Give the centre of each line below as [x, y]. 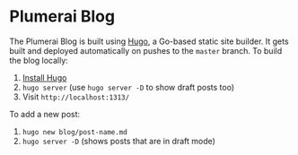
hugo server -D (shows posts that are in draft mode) [118, 141]
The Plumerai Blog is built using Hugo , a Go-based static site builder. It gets [149, 41]
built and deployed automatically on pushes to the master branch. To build [146, 50]
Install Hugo [44, 77]
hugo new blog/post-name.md [74, 132]
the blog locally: [39, 60]
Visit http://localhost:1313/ [76, 97]
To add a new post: [45, 114]
